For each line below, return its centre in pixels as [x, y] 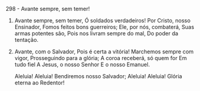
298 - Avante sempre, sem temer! [48, 9]
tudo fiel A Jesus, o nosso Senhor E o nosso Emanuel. [82, 64]
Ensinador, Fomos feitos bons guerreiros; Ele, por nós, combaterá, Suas [104, 27]
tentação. [26, 40]
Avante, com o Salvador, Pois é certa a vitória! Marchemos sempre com [104, 52]
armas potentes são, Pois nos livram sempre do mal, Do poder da [96, 33]
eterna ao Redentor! [40, 83]
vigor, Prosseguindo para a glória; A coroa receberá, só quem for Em [101, 58]
